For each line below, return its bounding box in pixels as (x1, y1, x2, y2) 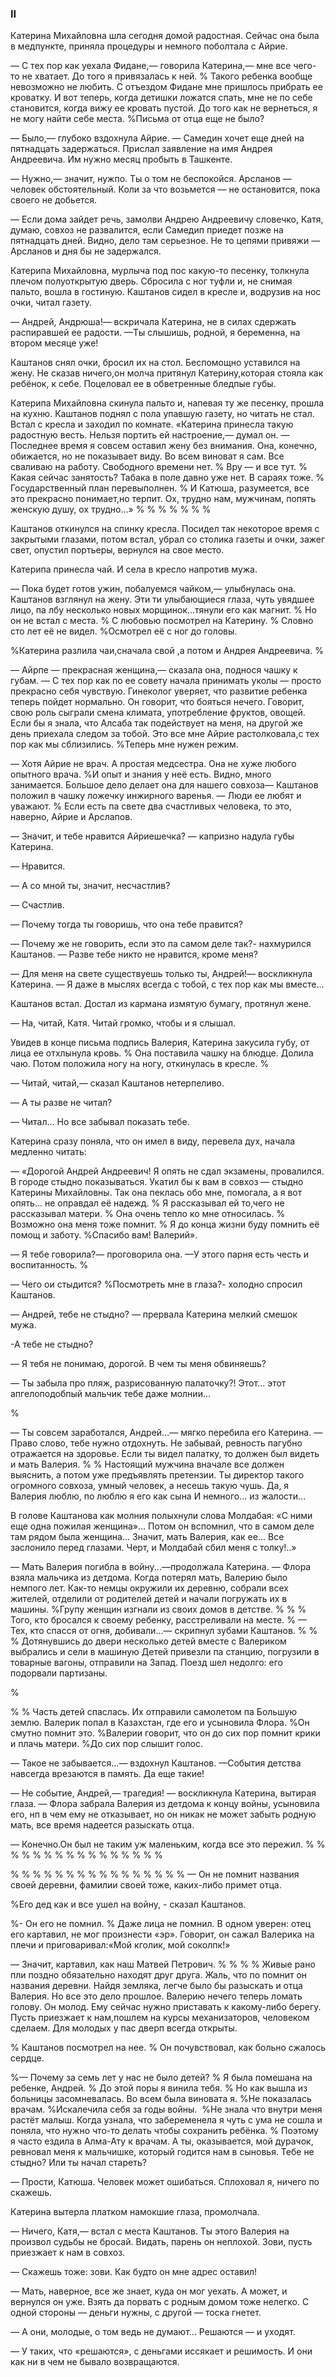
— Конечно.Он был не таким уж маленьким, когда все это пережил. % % (10, 1838, 326, 1851)
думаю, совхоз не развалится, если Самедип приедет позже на (10, 224, 284, 236)
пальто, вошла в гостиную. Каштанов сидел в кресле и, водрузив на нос (10, 286, 322, 298)
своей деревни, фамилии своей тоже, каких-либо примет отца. (10, 1879, 282, 1891)
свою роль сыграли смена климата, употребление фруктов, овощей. (10, 707, 306, 719)
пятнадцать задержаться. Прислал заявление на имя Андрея (10, 143, 273, 155)
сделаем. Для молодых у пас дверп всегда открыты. (10, 2022, 238, 2034)
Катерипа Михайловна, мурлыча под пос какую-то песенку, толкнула (10, 265, 310, 277)
